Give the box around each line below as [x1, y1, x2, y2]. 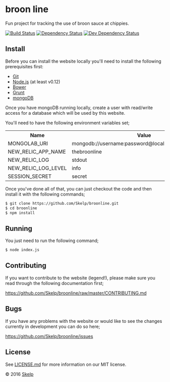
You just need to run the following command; [5, 237, 99, 244]
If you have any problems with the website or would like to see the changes [5, 318, 162, 324]
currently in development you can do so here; [5, 323, 100, 329]
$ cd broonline [5, 206, 37, 211]
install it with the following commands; [5, 191, 85, 197]
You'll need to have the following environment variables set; [5, 120, 130, 126]
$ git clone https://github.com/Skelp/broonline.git [5, 201, 119, 206]
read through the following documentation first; [5, 280, 104, 286]
